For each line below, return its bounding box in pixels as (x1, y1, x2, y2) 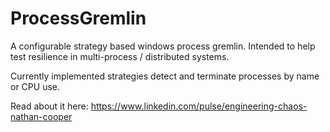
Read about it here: (10, 100, 89, 112)
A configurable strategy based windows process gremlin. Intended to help (10, 40, 316, 52)
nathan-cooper (10, 110, 73, 122)
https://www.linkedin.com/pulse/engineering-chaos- (90, 100, 308, 112)
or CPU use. (10, 80, 60, 92)
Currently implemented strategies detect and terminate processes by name (10, 70, 320, 82)
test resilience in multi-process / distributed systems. (10, 50, 230, 62)
